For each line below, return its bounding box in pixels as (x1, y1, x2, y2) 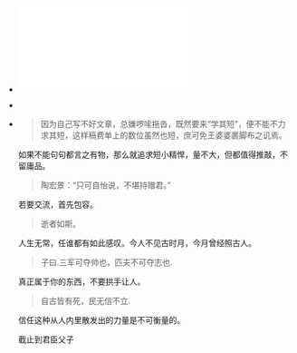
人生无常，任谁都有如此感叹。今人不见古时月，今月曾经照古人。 (17, 238, 256, 248)
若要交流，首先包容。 (17, 199, 98, 210)
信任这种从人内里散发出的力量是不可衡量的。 (17, 315, 186, 325)
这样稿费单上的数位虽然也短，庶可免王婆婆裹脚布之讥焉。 (72, 130, 287, 141)
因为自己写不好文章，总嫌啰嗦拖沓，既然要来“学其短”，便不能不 (40, 119, 278, 129)
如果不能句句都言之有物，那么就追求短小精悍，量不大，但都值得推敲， (17, 149, 281, 160)
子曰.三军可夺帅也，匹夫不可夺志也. (40, 257, 173, 268)
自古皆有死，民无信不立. (40, 296, 131, 306)
